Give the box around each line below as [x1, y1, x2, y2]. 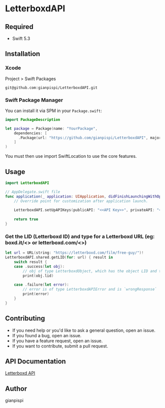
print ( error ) [23, 291, 50, 296]
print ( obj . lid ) [23, 273, 54, 278]
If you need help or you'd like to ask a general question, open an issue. [12, 327, 156, 333]
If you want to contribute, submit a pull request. [12, 343, 109, 349]
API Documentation [5, 357, 66, 365]
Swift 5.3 [12, 35, 30, 41]
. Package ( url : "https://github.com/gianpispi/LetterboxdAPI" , [18, 135, 148, 140]
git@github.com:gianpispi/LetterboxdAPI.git [5, 85, 98, 90]
